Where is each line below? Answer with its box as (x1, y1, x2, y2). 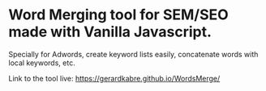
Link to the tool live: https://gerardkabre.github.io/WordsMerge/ (8, 73, 221, 83)
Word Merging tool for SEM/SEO (8, 6, 229, 24)
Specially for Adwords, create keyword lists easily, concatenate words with (8, 49, 259, 59)
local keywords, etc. (8, 58, 75, 68)
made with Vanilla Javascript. (8, 23, 212, 41)
